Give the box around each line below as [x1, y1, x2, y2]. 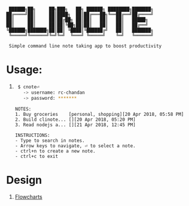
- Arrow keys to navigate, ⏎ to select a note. [14, 142, 136, 149]
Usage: [6, 63, 43, 77]
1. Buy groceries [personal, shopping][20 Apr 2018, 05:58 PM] [14, 111, 184, 117]
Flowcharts [14, 193, 43, 200]
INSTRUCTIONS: [14, 132, 50, 138]
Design [6, 173, 42, 187]
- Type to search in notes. [14, 138, 85, 144]
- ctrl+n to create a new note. [14, 148, 96, 154]
